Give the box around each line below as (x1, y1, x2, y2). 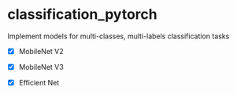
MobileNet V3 (18, 63, 64, 71)
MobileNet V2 (18, 46, 64, 56)
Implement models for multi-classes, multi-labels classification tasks (7, 31, 230, 41)
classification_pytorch (7, 5, 158, 23)
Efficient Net (18, 78, 60, 88)
